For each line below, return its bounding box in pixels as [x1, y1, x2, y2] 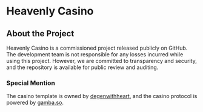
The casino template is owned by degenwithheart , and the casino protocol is [6, 93, 198, 100]
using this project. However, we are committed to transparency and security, [6, 58, 197, 64]
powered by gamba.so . [6, 99, 64, 107]
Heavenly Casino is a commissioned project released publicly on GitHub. [6, 44, 188, 51]
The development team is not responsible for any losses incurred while [6, 51, 184, 58]
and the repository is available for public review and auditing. [6, 64, 159, 71]
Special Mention [6, 79, 56, 87]
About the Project [6, 28, 75, 39]
